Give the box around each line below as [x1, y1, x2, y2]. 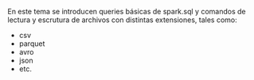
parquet [18, 39, 45, 48]
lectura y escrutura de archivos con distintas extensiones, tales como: [7, 15, 237, 25]
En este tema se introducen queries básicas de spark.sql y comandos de [7, 7, 246, 16]
